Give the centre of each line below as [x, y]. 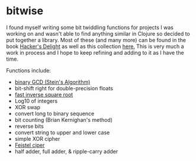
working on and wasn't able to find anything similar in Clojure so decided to [98, 33]
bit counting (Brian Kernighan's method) [64, 119]
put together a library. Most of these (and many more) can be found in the [96, 40]
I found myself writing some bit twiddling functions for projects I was [90, 27]
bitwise [25, 11]
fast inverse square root [44, 94]
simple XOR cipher [37, 138]
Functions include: [29, 70]
